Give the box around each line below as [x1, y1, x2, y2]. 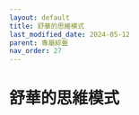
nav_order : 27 [9, 47, 63, 56]
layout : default [9, 13, 70, 22]
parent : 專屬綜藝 [9, 38, 69, 48]
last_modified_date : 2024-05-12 [9, 30, 130, 39]
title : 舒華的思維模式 [9, 22, 85, 31]
